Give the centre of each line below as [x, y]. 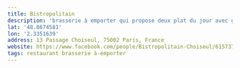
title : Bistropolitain [41, 14]
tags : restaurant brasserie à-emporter [67, 54]
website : [20, 47]
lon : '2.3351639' [33, 34]
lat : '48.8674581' [35, 27]
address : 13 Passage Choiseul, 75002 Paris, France [86, 40]
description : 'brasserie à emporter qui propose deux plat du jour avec [118, 21]
